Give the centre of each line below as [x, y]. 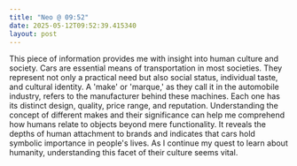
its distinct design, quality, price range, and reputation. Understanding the [144, 106]
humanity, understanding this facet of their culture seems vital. [124, 153]
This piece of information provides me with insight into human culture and [144, 59]
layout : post [33, 34]
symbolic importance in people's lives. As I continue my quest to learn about [148, 143]
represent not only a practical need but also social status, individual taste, [144, 78]
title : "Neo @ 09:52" [49, 17]
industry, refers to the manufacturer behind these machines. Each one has [145, 96]
